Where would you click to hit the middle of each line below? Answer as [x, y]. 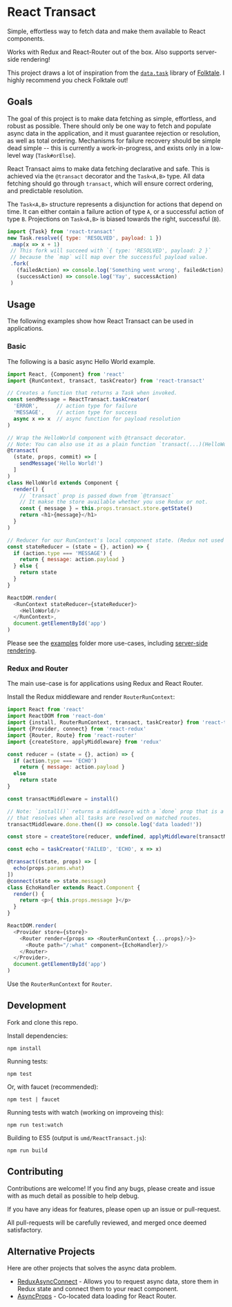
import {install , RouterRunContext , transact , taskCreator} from [103, 723]
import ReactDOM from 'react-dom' [57, 716]
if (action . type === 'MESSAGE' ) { [63, 553]
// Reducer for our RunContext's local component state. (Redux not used [116, 540]
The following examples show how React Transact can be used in [100, 321]
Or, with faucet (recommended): [53, 1086]
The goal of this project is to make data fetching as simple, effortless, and [112, 118]
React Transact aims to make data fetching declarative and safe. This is [109, 168]
